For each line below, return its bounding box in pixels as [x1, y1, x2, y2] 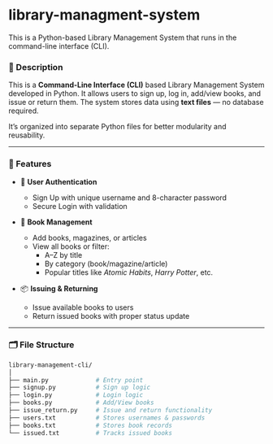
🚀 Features [8, 159, 52, 170]
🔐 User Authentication [19, 176, 97, 186]
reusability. [8, 130, 45, 140]
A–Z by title [44, 250, 83, 259]
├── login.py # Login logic [8, 391, 144, 399]
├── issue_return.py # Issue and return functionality [8, 407, 213, 415]
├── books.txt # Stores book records [8, 421, 173, 429]
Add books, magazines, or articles [32, 233, 148, 242]
